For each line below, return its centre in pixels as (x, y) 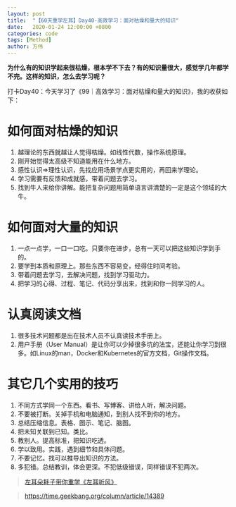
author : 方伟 (25, 47)
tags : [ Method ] (29, 40)
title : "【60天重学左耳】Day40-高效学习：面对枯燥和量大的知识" (93, 20)
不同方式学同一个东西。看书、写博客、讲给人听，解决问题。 (104, 405)
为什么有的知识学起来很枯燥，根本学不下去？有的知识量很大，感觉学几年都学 (118, 67)
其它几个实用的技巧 (63, 384)
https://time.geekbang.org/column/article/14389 (94, 496)
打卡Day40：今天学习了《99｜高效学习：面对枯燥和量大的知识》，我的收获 (114, 91)
